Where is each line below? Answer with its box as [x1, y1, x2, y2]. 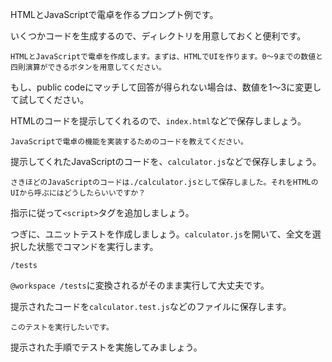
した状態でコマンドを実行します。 [18, 241, 159, 252]
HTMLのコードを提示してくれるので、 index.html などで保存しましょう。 [10, 115, 307, 127]
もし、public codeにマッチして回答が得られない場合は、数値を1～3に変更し [10, 81, 322, 93]
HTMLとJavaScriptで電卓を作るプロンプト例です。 [10, 9, 219, 20]
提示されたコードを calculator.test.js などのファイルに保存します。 [10, 301, 292, 312]
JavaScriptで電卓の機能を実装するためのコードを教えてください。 [10, 137, 248, 147]
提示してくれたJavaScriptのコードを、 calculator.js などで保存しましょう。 [10, 156, 322, 167]
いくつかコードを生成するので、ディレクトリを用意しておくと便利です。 [10, 30, 307, 42]
